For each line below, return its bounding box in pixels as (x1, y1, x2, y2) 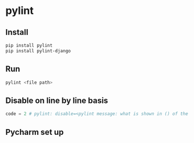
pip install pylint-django (5, 48, 71, 53)
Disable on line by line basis (5, 95, 108, 105)
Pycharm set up (5, 127, 64, 137)
